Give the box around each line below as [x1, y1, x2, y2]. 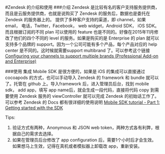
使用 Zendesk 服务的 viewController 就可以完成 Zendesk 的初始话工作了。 [9, 93, 159, 99]
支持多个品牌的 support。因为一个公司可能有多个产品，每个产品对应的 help [5, 41, 158, 47]
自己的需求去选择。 [16, 131, 56, 137]
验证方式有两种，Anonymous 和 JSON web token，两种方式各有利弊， [12, 125, 155, 130]
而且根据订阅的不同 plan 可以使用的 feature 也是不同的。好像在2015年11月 [5, 29, 154, 35]
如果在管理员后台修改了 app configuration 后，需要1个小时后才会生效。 [12, 137, 157, 143]
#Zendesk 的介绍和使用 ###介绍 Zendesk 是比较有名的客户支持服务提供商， [5, 4, 160, 10]
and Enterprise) [5, 58, 37, 64]
